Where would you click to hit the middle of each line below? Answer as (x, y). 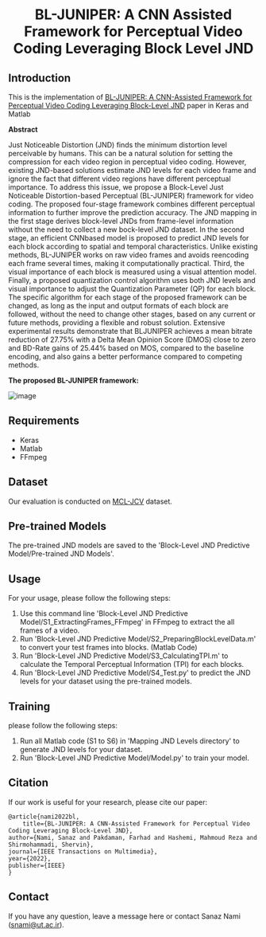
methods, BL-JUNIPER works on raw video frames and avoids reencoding (129, 255)
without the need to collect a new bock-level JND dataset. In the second (126, 229)
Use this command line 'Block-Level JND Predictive (104, 614)
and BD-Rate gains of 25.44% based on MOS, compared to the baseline (126, 348)
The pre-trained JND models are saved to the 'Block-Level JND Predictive (129, 545)
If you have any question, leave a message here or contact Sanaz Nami (124, 916)
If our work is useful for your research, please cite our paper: (108, 802)
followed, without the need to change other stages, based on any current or (132, 314)
